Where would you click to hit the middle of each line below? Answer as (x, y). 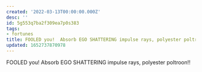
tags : (13, 28)
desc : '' (17, 17)
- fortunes (20, 34)
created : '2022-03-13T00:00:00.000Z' (54, 12)
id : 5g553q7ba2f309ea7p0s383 (43, 23)
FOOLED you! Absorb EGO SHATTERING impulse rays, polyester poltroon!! (99, 62)
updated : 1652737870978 (36, 46)
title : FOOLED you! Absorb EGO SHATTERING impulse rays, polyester (94, 40)
